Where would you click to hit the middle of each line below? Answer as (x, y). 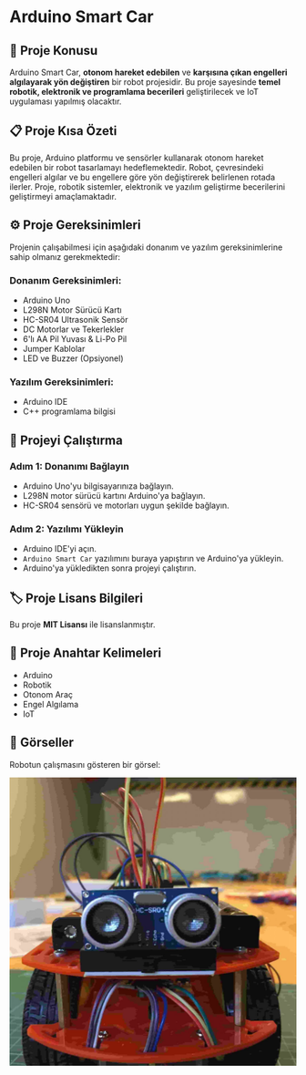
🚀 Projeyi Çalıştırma (66, 440)
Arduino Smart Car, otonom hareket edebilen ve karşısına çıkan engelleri (148, 72)
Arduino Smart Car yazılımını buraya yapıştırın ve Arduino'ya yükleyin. (153, 559)
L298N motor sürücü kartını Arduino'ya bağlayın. (114, 495)
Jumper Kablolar (54, 348)
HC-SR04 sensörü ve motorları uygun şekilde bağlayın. (126, 505)
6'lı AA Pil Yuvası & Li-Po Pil (75, 338)
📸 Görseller (42, 743)
